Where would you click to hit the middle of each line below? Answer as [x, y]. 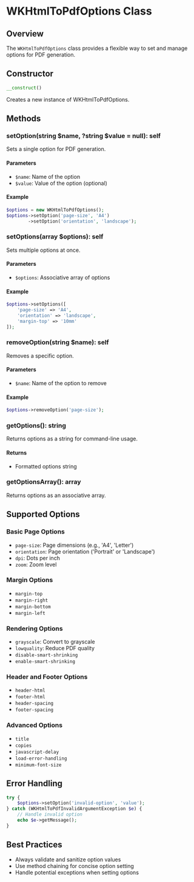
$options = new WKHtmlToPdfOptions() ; [55, 210]
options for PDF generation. [41, 55]
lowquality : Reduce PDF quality [55, 648]
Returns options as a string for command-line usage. [72, 439]
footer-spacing [34, 710]
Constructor [30, 74]
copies [23, 745]
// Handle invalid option [50, 814]
